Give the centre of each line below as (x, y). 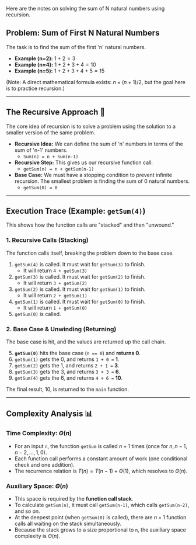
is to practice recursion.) (36, 88)
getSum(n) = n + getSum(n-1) (59, 169)
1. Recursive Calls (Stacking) (47, 240)
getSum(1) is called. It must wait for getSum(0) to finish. (80, 301)
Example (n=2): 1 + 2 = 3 (45, 58)
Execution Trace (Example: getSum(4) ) (76, 211)
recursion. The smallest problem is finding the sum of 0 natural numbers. (102, 181)
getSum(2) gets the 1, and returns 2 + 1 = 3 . (67, 366)
